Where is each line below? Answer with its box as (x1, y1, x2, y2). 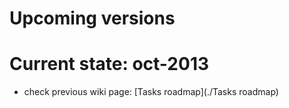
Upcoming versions (9, 7, 176, 30)
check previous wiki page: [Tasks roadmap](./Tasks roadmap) (23, 86, 279, 98)
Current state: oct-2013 (9, 53, 210, 76)
